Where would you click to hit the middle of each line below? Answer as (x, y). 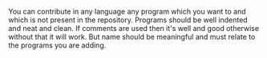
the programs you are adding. (57, 45)
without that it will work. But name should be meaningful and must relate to (132, 37)
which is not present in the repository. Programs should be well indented (128, 20)
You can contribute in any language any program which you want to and (127, 12)
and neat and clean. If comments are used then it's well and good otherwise (133, 28)
